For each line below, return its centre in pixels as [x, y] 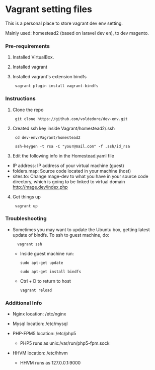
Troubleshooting [26, 219]
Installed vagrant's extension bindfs [50, 77]
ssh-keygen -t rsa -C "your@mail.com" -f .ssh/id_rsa [72, 146]
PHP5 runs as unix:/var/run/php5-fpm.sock [65, 343]
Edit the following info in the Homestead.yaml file [63, 155]
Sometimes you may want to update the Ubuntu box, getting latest [81, 229]
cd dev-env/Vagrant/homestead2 [48, 137]
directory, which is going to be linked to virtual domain [69, 181]
